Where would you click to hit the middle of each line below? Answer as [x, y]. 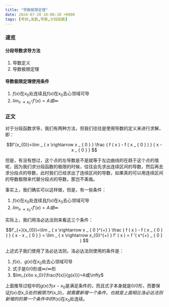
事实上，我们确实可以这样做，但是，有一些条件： [56, 190]
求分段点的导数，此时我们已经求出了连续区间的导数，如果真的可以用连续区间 [84, 173]
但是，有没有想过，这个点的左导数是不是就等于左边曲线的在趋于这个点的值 [82, 160]
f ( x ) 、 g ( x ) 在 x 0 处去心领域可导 [42, 262]
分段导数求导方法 [23, 50]
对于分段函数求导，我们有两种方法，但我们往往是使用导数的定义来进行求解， [84, 128]
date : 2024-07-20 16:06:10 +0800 [40, 15]
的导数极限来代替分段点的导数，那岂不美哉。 [51, 179]
